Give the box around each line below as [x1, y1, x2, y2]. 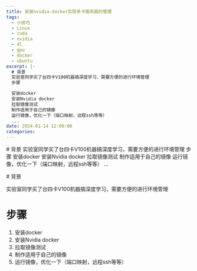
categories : [6, 129, 35, 135]
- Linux [11, 25, 31, 31]
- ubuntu [11, 58, 33, 64]
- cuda [11, 31, 28, 37]
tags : [6, 14, 19, 20]
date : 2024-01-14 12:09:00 [6, 123, 73, 130]
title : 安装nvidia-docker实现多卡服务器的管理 [6, 8, 112, 15]
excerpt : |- [6, 63, 35, 70]
